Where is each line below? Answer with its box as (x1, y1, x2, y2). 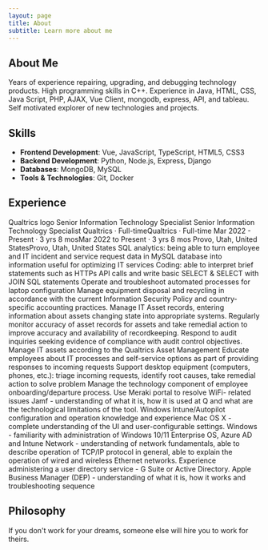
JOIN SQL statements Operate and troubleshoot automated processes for (8, 277, 250, 287)
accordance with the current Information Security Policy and (8, 294, 207, 303)
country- (208, 294, 238, 303)
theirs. (8, 534, 30, 544)
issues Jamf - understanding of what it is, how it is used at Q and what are (8, 395, 254, 405)
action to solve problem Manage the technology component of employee (8, 379, 249, 388)
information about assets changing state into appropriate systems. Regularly (8, 311, 260, 320)
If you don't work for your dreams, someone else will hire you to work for (8, 525, 249, 535)
